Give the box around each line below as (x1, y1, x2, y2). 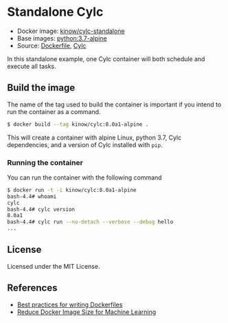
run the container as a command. (7, 107, 101, 115)
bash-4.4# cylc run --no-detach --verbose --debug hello (7, 219, 174, 225)
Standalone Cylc (7, 4, 104, 20)
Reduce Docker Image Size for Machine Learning (16, 307, 157, 316)
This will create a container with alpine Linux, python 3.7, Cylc (7, 133, 182, 142)
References (7, 282, 58, 294)
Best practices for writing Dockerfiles (16, 300, 123, 309)
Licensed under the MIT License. (7, 262, 100, 270)
